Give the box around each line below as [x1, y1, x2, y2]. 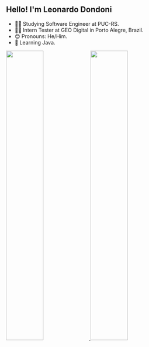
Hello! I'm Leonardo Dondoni [6, 5, 112, 15]
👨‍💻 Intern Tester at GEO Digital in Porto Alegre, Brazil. [14, 26, 144, 33]
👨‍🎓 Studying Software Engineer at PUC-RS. [14, 20, 119, 27]
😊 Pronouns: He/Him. [14, 32, 67, 40]
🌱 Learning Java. [14, 39, 56, 46]
